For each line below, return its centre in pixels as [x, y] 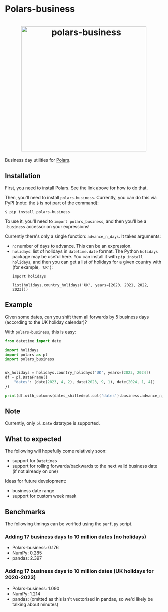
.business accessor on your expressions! [47, 226]
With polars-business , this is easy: [41, 332]
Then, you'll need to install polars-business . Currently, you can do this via [81, 197]
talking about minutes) [35, 604]
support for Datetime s [35, 461]
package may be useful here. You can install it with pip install [78, 256]
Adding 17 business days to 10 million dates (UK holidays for [79, 571]
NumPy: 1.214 [26, 594]
